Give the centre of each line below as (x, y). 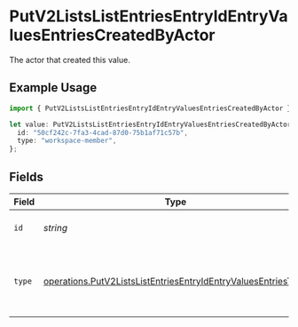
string (55, 227)
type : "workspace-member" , (67, 141)
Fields (27, 176)
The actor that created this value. (70, 60)
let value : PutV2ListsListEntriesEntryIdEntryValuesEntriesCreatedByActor (150, 124)
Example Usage (53, 88)
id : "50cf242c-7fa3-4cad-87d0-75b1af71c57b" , (103, 132)
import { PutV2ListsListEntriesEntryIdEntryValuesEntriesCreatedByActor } (150, 108)
